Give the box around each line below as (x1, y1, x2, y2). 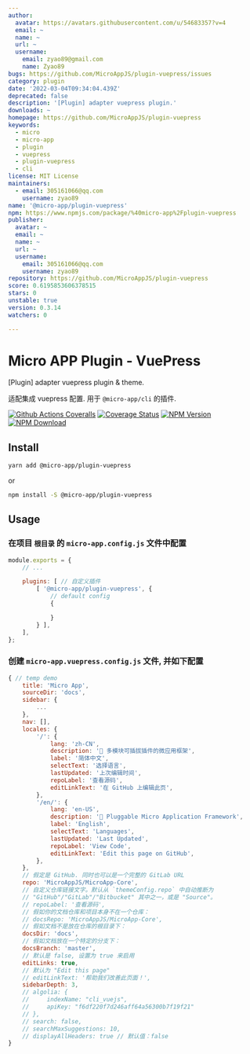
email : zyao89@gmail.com (22, 56, 103, 64)
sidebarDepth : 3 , (22, 981, 79, 989)
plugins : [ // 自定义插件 (22, 578, 101, 586)
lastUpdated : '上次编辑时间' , (49, 769, 142, 777)
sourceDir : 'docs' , (22, 689, 86, 696)
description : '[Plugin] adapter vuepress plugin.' (8, 99, 177, 107)
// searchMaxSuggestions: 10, (22, 1025, 121, 1033)
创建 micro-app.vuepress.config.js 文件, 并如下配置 (8, 656, 204, 667)
